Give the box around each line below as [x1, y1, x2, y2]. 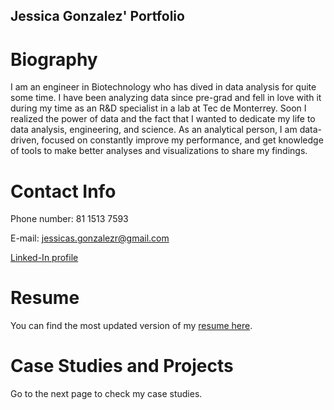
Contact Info [10, 180, 117, 203]
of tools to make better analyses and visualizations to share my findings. [10, 145, 308, 157]
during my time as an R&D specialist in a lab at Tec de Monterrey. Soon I [10, 102, 307, 114]
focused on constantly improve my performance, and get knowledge [41, 134, 324, 146]
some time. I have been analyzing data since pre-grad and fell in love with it [10, 92, 322, 104]
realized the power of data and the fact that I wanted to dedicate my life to [10, 113, 316, 125]
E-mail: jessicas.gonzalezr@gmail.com [10, 232, 170, 244]
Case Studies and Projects [10, 355, 234, 378]
